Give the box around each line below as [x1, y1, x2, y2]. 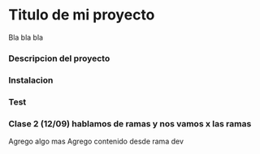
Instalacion [8, 75, 54, 86]
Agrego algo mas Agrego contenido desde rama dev [8, 136, 184, 146]
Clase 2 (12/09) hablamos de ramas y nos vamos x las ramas [8, 118, 252, 129]
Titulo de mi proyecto [8, 6, 155, 24]
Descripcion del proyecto [8, 53, 110, 64]
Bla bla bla [8, 32, 43, 42]
